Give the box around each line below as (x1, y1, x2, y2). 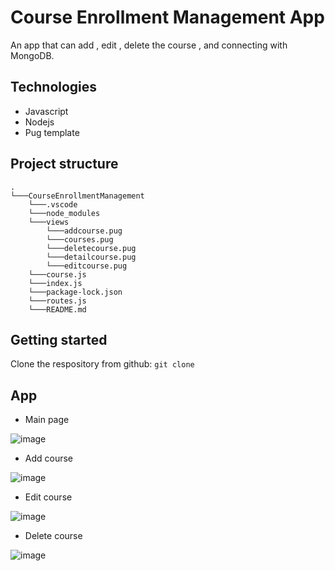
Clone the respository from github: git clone (10, 358, 195, 370)
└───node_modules (28, 208, 101, 218)
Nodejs (24, 116, 55, 128)
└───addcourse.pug (46, 226, 123, 236)
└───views (28, 217, 70, 227)
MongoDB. (10, 49, 55, 61)
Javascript (24, 105, 69, 117)
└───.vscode (28, 199, 78, 210)
